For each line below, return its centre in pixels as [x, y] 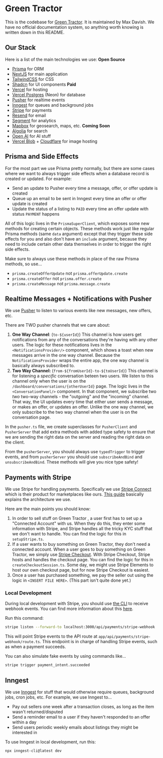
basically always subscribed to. [43, 366]
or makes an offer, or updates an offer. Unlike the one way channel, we [83, 407]
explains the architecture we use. [38, 499]
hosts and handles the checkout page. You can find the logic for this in [83, 560]
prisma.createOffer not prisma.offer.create [57, 278]
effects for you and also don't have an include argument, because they [76, 239]
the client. [15, 442]
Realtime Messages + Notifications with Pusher [78, 299]
